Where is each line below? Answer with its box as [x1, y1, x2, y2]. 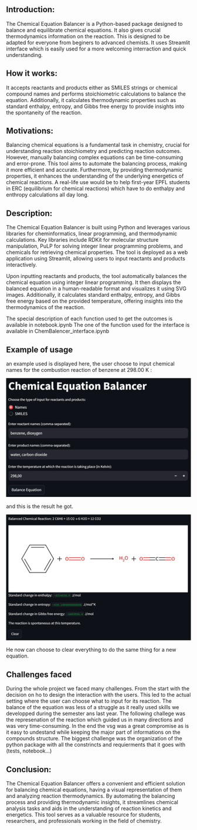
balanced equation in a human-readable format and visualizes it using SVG [6, 285, 186, 292]
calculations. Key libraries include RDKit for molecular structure [6, 236, 159, 243]
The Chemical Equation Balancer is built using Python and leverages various [6, 224, 191, 231]
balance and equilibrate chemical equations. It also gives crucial [6, 26, 161, 33]
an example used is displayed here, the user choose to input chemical [6, 360, 175, 367]
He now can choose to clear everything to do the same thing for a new [6, 646, 176, 653]
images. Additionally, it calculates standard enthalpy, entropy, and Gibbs [6, 292, 181, 299]
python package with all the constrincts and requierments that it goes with [6, 741, 186, 748]
